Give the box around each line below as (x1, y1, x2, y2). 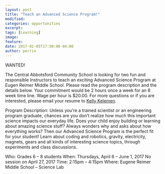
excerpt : (5, 26, 23, 31)
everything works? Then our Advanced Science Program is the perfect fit (5, 128, 154, 134)
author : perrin (5, 48, 36, 53)
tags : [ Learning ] (5, 30, 41, 35)
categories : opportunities (5, 21, 61, 26)
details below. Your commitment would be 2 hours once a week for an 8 (5, 87, 151, 93)
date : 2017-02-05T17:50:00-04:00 (5, 44, 74, 49)
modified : (5, 16, 26, 21)
